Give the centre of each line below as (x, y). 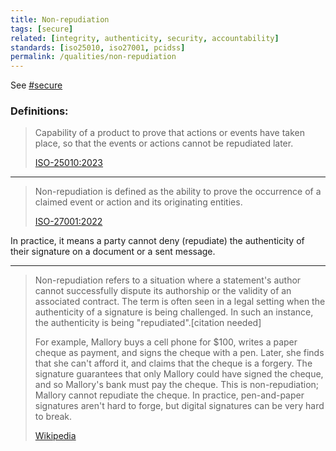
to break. (53, 417)
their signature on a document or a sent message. (113, 252)
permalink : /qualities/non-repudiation (93, 57)
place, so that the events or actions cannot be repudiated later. (164, 143)
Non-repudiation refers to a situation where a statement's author (168, 280)
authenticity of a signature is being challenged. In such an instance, (174, 312)
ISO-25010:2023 (69, 163)
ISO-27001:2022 (68, 222)
